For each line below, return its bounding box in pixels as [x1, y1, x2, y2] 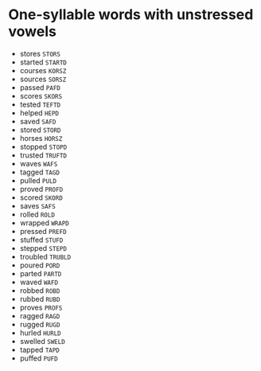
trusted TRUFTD [19, 150, 68, 160]
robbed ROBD [19, 285, 60, 295]
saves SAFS [19, 201, 56, 210]
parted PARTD [19, 268, 62, 278]
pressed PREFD [19, 226, 67, 236]
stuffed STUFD [19, 235, 64, 244]
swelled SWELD [19, 336, 65, 346]
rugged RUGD [19, 319, 60, 329]
